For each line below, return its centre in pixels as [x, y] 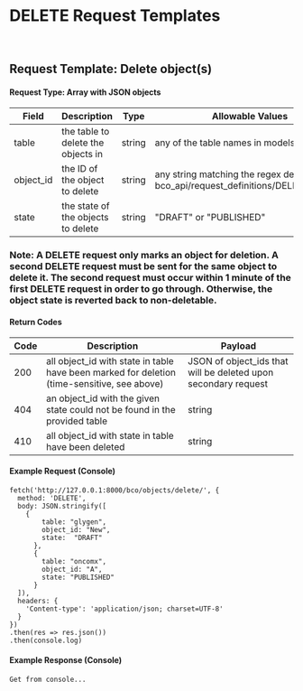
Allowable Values [250, 116]
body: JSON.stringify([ [62, 506]
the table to [86, 131]
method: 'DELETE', [52, 498]
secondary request [228, 383]
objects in [83, 154]
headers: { [38, 601]
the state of [86, 206]
